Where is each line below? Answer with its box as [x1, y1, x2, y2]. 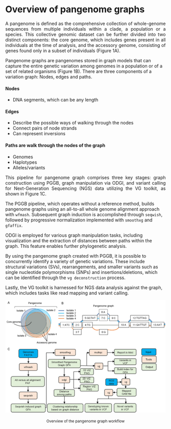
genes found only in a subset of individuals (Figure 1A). [5, 47, 121, 54]
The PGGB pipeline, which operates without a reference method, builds [5, 200, 154, 207]
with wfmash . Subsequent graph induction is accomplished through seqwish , [5, 211, 163, 217]
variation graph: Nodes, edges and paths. [5, 73, 93, 80]
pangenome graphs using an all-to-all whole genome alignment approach [5, 206, 160, 212]
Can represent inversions [12, 131, 66, 137]
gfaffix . [5, 222, 23, 228]
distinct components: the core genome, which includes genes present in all [5, 37, 166, 43]
